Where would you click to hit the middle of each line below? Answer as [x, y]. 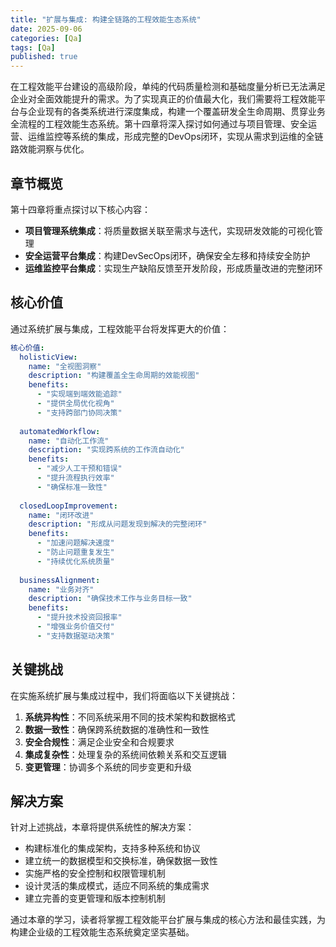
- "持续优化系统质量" [75, 561]
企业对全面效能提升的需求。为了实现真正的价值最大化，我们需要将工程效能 [163, 99]
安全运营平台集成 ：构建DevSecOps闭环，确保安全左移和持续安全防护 [167, 255]
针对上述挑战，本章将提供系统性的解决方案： [102, 827]
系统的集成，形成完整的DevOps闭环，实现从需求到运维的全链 [197, 137]
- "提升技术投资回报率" [79, 617]
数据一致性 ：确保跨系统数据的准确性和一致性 [117, 729]
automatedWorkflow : [60, 431]
